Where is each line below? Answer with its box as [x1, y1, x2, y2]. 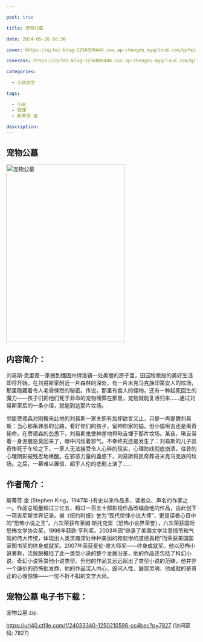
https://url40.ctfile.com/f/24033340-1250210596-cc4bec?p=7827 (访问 [6, 621, 185, 629]
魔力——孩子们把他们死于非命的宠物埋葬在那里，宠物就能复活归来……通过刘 [6, 394, 196, 401]
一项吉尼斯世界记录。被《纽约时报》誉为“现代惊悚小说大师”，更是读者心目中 [6, 511, 196, 519]
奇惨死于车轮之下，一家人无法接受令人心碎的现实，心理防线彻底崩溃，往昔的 [6, 445, 197, 452]
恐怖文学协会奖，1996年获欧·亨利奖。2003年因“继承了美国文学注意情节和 [6, 527, 189, 534]
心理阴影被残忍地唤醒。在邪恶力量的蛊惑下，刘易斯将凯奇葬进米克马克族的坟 [6, 452, 197, 459]
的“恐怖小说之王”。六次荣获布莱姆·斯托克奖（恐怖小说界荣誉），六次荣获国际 [6, 519, 195, 527]
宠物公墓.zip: [6, 609, 38, 616]
